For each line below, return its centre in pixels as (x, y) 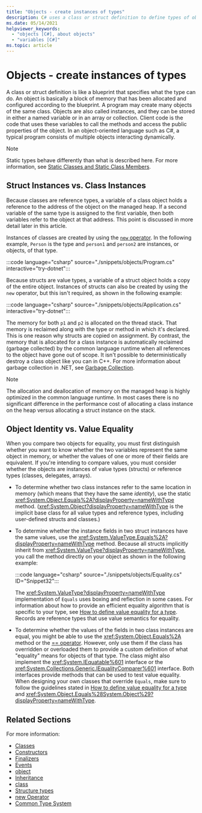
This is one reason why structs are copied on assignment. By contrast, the (98, 335)
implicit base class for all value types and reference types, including (99, 513)
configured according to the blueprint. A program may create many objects (99, 105)
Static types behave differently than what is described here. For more (92, 160)
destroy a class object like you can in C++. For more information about (93, 361)
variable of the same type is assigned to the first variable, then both (90, 213)
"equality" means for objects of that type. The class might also (92, 656)
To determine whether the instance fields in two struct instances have (101, 531)
